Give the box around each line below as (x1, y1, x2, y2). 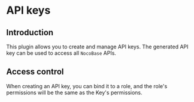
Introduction (6, 27, 54, 38)
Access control (6, 67, 64, 77)
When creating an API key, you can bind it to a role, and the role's (6, 82, 168, 89)
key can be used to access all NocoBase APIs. (6, 50, 117, 57)
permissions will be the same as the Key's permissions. (6, 89, 143, 96)
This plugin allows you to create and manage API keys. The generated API (6, 43, 189, 50)
